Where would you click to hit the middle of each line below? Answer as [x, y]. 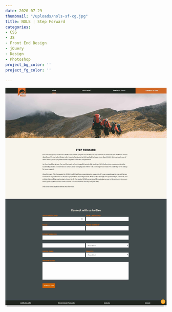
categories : [18, 27]
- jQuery [15, 49]
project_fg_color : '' [28, 70]
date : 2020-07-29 [24, 11]
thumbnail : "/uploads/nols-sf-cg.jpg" [47, 16]
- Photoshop [18, 59]
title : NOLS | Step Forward [35, 21]
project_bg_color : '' [28, 65]
